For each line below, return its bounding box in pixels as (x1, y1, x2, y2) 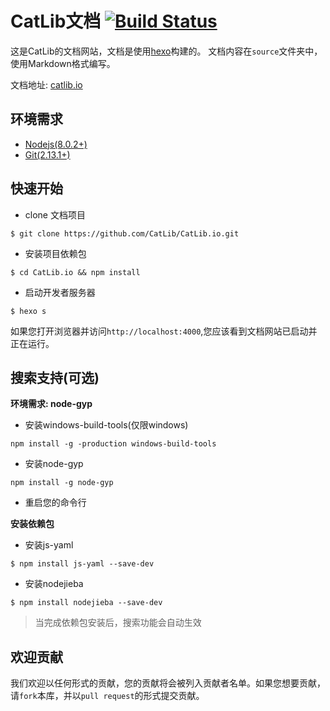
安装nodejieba (24, 578, 84, 590)
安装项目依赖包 (24, 247, 87, 259)
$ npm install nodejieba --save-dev (10, 598, 163, 608)
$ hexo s (10, 306, 47, 316)
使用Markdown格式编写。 (10, 57, 116, 69)
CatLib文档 (10, 10, 102, 33)
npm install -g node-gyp (10, 478, 114, 488)
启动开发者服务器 (24, 286, 96, 298)
